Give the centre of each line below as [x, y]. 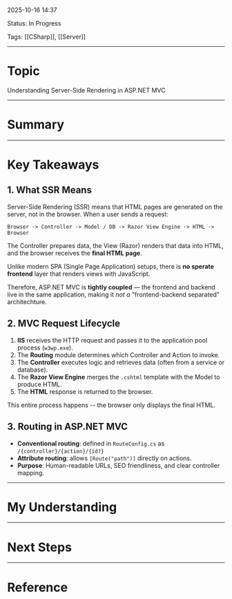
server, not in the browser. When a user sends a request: [88, 214]
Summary [36, 125]
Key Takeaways [53, 165]
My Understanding [62, 507]
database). [32, 370]
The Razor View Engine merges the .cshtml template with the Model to [118, 377]
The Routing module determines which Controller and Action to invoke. [118, 354]
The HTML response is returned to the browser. [85, 391]
